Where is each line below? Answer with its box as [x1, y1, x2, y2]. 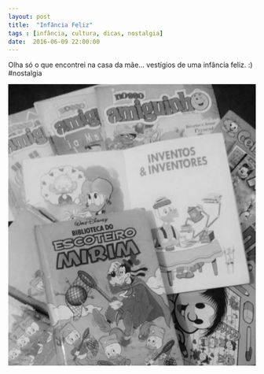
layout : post [8, 13, 51, 20]
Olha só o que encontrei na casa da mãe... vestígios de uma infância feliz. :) [8, 60, 253, 70]
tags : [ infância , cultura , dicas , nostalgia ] [8, 29, 163, 37]
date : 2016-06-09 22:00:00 [8, 38, 101, 46]
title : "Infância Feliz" [8, 20, 93, 29]
